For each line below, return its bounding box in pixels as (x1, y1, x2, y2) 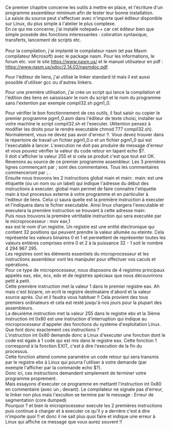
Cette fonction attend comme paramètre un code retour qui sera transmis (5, 354, 159, 360)
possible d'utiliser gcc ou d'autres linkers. (5, 79, 93, 85)
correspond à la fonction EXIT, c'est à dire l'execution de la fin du (5, 343, 142, 349)
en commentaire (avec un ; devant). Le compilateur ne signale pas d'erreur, (5, 386, 163, 392)
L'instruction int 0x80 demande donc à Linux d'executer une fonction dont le (5, 332, 165, 338)
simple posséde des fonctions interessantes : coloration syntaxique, (5, 32, 148, 37)
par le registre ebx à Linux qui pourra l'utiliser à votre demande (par (5, 359, 147, 365)
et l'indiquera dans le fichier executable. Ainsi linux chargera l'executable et (5, 202, 164, 208)
